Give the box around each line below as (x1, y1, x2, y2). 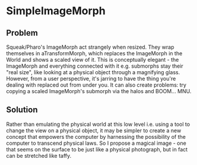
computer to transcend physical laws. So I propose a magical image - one (6, 139, 187, 147)
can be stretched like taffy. (6, 152, 72, 159)
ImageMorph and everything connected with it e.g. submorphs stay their (6, 62, 184, 69)
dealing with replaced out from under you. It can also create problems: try (6, 81, 187, 88)
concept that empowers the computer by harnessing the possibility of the (6, 133, 186, 140)
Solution (6, 105, 38, 115)
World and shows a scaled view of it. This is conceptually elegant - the (6, 56, 179, 63)
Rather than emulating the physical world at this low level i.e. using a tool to (6, 120, 190, 128)
